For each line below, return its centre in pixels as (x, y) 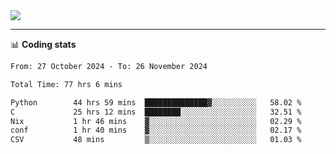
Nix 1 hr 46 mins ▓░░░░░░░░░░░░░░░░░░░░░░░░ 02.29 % (156, 121)
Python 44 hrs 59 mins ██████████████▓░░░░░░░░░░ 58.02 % (156, 102)
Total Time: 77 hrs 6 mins (66, 84)
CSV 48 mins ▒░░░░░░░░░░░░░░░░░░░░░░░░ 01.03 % (156, 140)
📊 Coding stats (43, 44)
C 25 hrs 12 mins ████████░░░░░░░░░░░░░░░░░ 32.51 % (156, 112)
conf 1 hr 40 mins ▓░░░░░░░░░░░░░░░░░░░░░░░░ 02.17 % (156, 130)
